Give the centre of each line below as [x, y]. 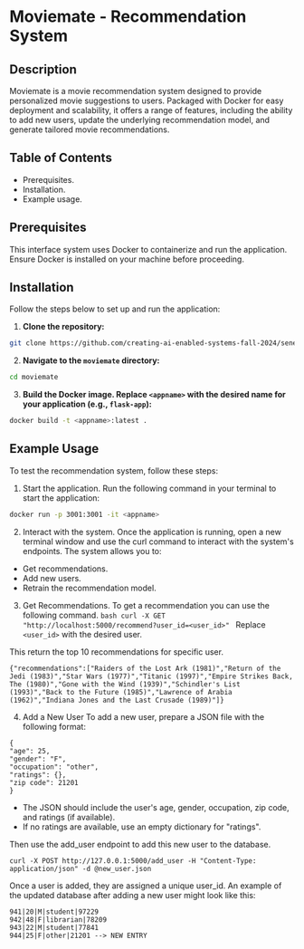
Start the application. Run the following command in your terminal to [149, 488]
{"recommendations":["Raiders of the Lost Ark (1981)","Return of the [145, 668]
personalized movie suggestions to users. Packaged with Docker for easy [147, 101]
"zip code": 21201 [44, 782]
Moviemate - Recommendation [128, 17]
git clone [28, 343]
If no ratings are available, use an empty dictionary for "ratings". [142, 827]
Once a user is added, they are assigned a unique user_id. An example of [146, 886]
